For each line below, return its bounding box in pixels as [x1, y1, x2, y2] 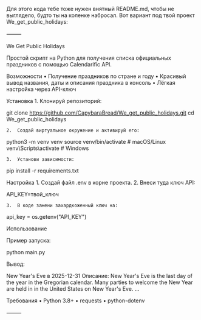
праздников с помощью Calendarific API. [6, 61, 112, 68]
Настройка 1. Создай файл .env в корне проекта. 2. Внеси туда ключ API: [6, 179, 196, 186]
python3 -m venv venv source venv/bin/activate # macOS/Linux [6, 138, 166, 145]
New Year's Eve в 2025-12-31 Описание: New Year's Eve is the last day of [6, 272, 193, 279]
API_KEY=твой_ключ [6, 191, 60, 197]
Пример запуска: [6, 237, 51, 244]
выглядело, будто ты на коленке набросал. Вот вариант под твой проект [6, 12, 196, 19]
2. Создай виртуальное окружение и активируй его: [6, 127, 140, 133]
